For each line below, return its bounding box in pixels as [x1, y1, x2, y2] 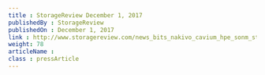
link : [8, 33, 30, 41]
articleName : [8, 48, 55, 55]
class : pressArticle [8, 55, 80, 63]
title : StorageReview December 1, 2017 [8, 11, 144, 20]
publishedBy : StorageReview [8, 19, 104, 27]
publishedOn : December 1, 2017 [8, 26, 114, 34]
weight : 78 [8, 41, 44, 48]
